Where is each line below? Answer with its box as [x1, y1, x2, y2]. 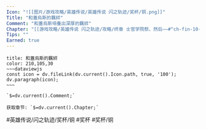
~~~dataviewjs [6, 66, 43, 72]
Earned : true [6, 37, 40, 43]
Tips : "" [6, 32, 29, 38]
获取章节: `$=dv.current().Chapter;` [6, 105, 99, 111]
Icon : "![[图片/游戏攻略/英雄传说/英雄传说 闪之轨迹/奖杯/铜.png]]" [6, 9, 166, 15]
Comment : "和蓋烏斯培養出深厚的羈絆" [6, 20, 92, 26]
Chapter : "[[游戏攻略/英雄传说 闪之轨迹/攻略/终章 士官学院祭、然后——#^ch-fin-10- [6, 26, 201, 32]
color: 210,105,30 [6, 61, 53, 67]
